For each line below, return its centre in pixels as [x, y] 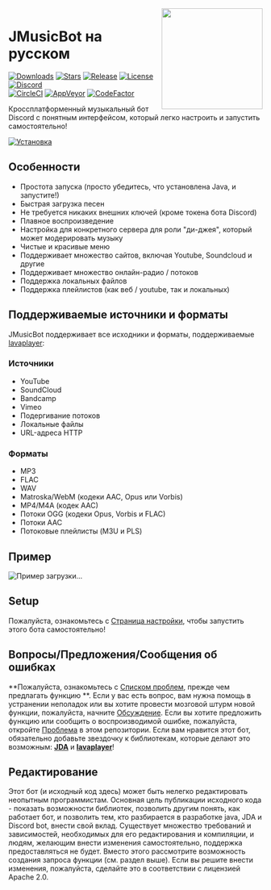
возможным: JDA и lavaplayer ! [61, 746]
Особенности [44, 167]
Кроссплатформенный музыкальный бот [79, 109]
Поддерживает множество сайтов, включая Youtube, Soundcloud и [136, 255]
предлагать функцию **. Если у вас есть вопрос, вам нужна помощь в [130, 695]
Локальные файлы [52, 424]
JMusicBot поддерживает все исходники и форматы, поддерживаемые [131, 334]
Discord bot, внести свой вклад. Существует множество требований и [130, 825]
